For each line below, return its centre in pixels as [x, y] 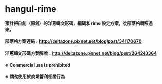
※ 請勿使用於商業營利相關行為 [35, 77]
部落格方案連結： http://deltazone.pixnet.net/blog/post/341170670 [73, 41]
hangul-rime [31, 9]
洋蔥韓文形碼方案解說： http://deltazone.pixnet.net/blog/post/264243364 [81, 53]
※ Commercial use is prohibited [38, 65]
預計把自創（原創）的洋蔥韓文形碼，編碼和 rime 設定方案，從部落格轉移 [77, 23]
